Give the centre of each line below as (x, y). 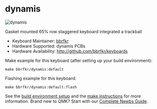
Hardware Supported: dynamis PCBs (49, 46)
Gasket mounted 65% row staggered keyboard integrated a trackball (73, 31)
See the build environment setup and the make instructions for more (73, 96)
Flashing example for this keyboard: (41, 78)
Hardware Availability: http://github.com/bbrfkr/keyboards (70, 51)
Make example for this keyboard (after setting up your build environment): (79, 60)
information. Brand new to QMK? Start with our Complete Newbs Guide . (77, 101)
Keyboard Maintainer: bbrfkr (40, 41)
